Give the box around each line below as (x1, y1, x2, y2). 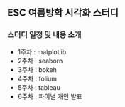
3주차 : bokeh (17, 65, 57, 73)
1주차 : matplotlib (17, 47, 67, 56)
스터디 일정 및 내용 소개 (7, 30, 82, 40)
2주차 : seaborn (17, 56, 63, 65)
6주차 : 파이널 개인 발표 (17, 92, 83, 101)
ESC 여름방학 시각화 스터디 (7, 6, 119, 19)
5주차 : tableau (17, 83, 60, 91)
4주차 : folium (17, 74, 57, 83)
